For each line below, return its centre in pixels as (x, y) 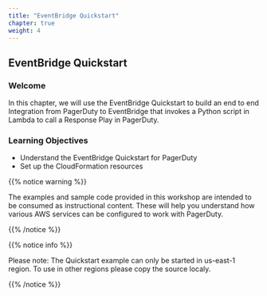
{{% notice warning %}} (48, 182)
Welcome (27, 85)
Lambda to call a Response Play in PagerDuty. (84, 120)
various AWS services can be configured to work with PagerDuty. (116, 214)
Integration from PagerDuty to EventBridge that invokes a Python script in (129, 112)
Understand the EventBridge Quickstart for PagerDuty (108, 158)
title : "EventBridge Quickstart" (64, 16)
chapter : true (32, 23)
